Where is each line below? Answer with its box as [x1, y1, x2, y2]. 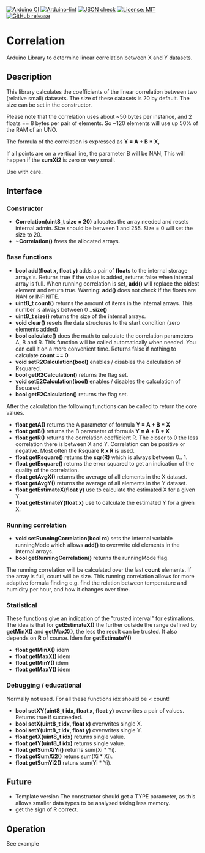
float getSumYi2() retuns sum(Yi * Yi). [15, 759, 112, 766]
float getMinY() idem [15, 659, 69, 667]
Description [6, 72, 52, 82]
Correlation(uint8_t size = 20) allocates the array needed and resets [15, 218, 189, 226]
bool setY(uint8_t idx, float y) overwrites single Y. [15, 726, 143, 734]
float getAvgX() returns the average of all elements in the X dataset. [15, 472, 188, 480]
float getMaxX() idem [15, 653, 71, 660]
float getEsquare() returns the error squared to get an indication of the [15, 460, 195, 467]
